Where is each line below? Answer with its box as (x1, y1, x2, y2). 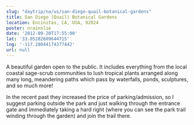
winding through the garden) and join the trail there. (6, 112, 131, 119)
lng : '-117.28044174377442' (6, 42, 75, 48)
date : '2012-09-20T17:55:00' (6, 31, 78, 37)
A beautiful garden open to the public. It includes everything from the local (6, 63, 188, 70)
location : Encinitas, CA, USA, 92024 (6, 19, 99, 25)
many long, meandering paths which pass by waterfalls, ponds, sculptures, (6, 75, 189, 83)
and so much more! (6, 82, 54, 89)
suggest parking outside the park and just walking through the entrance (6, 100, 180, 107)
